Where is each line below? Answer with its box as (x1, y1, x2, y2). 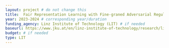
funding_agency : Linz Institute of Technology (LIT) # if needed (5, 21, 145, 26)
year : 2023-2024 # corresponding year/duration (5, 16, 107, 21)
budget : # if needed (5, 30, 49, 35)
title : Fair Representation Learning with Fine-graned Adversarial (5, 12, 152, 17)
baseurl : (5, 26, 24, 31)
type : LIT (5, 35, 26, 40)
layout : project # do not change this (5, 7, 87, 12)
